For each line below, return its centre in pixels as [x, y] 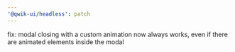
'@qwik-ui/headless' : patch [49, 14]
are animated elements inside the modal [66, 42]
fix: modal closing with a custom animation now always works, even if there [118, 34]
